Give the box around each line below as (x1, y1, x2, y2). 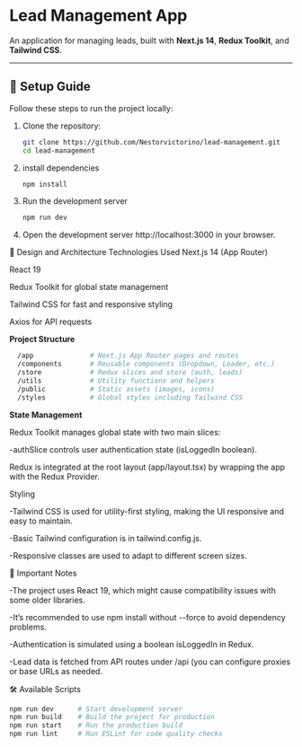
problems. (9, 621, 47, 632)
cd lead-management (22, 145, 96, 155)
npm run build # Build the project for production (9, 713, 216, 722)
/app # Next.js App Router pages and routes (17, 351, 240, 360)
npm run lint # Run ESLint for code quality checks (9, 729, 223, 739)
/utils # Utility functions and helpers (17, 376, 216, 385)
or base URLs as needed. (9, 665, 103, 676)
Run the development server (22, 196, 129, 207)
